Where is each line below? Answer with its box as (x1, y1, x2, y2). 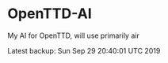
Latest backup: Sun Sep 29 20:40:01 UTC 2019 (7, 46, 161, 55)
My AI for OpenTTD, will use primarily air (7, 31, 139, 40)
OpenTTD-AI (7, 5, 92, 23)
